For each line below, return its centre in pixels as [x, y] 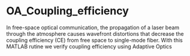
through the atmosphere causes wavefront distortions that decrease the [95, 33]
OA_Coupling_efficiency [67, 11]
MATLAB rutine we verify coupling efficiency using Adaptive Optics [89, 46]
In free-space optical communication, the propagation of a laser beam [93, 27]
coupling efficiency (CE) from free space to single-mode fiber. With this [94, 40]
